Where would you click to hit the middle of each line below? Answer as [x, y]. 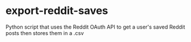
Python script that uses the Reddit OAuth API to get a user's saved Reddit [95, 27]
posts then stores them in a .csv [45, 33]
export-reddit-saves [57, 11]
